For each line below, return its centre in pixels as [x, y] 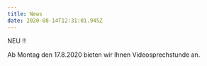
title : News [25, 14]
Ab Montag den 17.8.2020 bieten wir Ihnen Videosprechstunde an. [104, 55]
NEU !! [17, 40]
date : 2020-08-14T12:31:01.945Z [55, 21]
